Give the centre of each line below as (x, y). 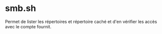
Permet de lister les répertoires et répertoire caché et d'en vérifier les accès (81, 22)
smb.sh (21, 8)
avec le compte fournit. (28, 26)
